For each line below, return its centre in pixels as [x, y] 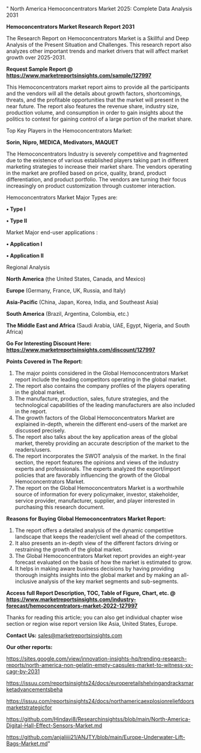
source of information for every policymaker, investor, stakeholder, [97, 494]
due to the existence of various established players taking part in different [97, 160]
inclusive [26, 581]
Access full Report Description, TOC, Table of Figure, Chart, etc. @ [91, 593]
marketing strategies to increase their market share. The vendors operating [99, 167]
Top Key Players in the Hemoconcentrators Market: [69, 131]
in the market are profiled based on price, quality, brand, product [86, 173]
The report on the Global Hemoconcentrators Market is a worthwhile [99, 488]
